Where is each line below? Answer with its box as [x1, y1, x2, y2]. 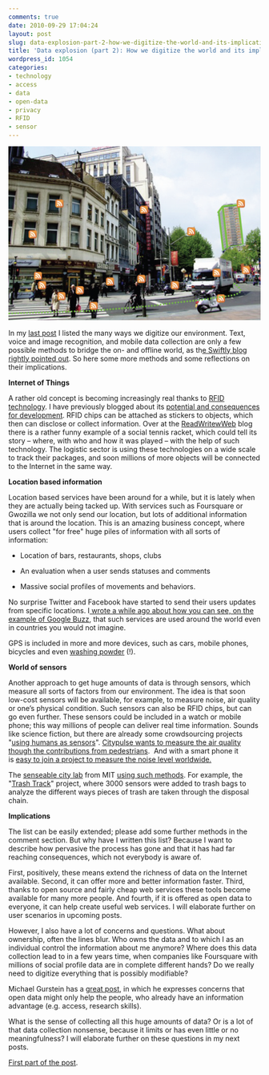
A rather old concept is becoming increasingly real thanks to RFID [8, 393, 225, 402]
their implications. [8, 362, 67, 372]
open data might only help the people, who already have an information [8, 992, 244, 1002]
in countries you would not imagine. [8, 622, 126, 632]
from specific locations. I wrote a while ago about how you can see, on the [8, 605, 255, 615]
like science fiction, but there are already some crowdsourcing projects [8, 729, 243, 738]
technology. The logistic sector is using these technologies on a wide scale [8, 444, 256, 454]
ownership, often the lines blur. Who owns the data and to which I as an [8, 934, 244, 944]
